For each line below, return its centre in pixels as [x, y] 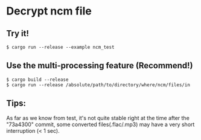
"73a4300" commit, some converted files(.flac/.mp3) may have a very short [101, 124]
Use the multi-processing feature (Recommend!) [100, 65]
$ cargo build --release [37, 80]
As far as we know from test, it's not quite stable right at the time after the [98, 118]
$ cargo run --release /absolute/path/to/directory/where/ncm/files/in [98, 85]
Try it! [18, 33]
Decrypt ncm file [49, 11]
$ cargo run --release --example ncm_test [60, 47]
